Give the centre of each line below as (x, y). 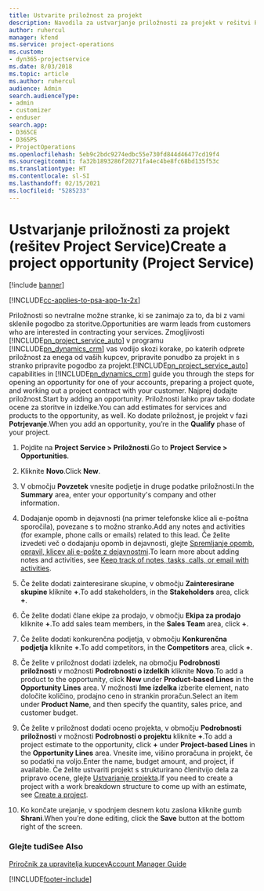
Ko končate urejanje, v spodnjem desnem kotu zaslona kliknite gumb (131, 809)
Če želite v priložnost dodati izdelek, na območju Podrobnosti (120, 662)
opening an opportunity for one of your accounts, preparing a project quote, (132, 382)
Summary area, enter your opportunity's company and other (118, 494)
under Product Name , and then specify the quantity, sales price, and (131, 704)
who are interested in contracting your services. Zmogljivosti (107, 332)
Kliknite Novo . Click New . (60, 471)
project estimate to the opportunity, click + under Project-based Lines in (137, 744)
